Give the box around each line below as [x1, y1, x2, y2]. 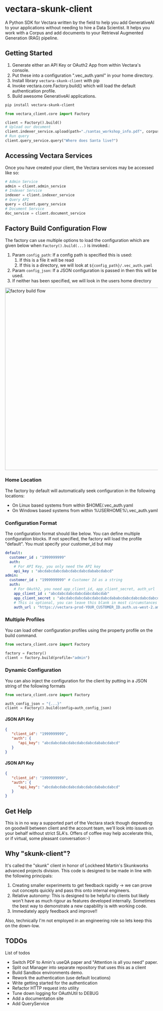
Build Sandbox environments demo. [12, 970, 83, 975]
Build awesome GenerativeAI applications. [12, 93, 97, 99]
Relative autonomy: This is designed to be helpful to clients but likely [12, 892, 149, 899]
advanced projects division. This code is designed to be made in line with [5, 867, 152, 873]
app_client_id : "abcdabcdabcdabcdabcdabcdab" [14, 591, 110, 596]
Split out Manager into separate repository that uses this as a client [12, 964, 147, 970]
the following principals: [5, 873, 53, 879]
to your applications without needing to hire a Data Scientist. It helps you [5, 24, 150, 30]
